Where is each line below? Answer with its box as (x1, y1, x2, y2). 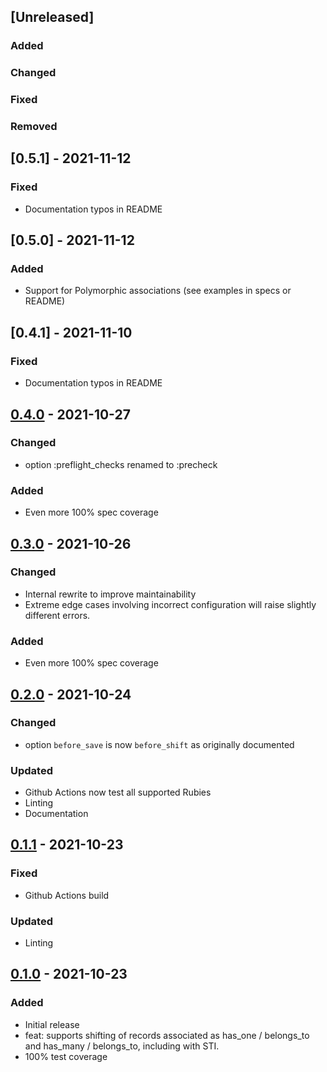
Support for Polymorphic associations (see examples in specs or (24, 285, 292, 297)
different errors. (24, 609, 91, 621)
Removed (10, 120, 58, 134)
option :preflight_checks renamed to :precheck (24, 458, 218, 470)
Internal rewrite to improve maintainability (24, 588, 197, 600)
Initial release (24, 1018, 80, 1030)
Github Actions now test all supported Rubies (24, 786, 212, 799)
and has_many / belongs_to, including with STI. (24, 1040, 220, 1052)
